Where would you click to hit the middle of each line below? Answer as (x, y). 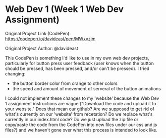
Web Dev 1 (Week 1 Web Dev (64, 9)
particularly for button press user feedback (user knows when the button (80, 63)
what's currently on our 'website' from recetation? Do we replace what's (79, 114)
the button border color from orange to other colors (65, 83)
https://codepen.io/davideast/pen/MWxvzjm (50, 39)
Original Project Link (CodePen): (38, 33)
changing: (15, 73)
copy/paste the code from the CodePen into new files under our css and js (81, 125)
